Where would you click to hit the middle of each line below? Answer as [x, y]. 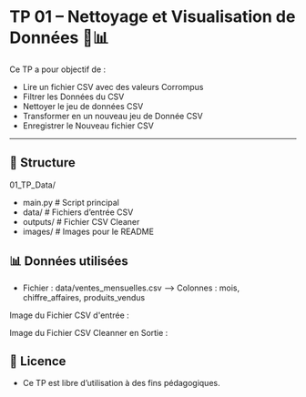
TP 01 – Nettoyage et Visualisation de [153, 17]
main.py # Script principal [71, 202]
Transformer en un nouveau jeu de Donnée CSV [112, 116]
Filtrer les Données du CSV [73, 97]
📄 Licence [38, 361]
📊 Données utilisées [69, 261]
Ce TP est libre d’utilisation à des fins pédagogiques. [121, 383]
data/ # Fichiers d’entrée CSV [78, 212]
